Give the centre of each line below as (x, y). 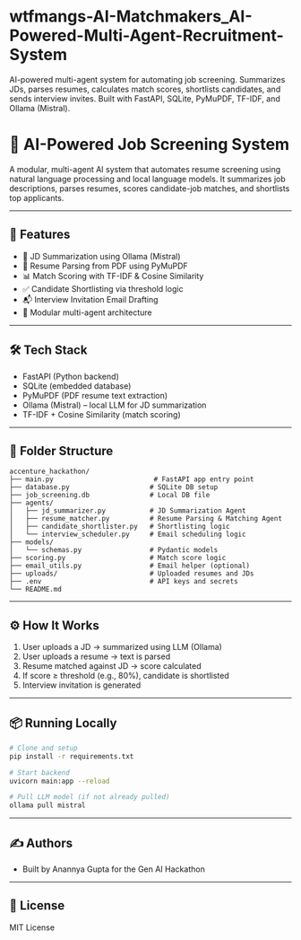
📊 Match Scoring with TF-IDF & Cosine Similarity (113, 276)
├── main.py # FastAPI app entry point (132, 479)
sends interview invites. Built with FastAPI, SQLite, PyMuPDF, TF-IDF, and (145, 98)
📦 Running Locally (63, 723)
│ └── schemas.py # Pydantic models (114, 550)
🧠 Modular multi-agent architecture (87, 312)
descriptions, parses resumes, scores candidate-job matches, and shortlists (150, 188)
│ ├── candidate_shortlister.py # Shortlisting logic (120, 527)
